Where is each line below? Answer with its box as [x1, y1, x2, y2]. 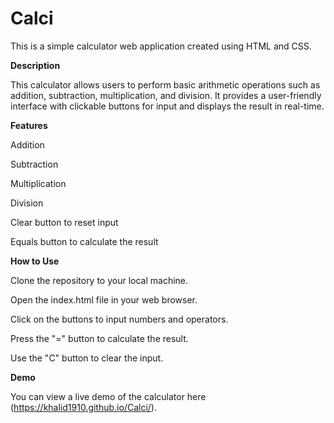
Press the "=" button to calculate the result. [10, 332, 189, 344]
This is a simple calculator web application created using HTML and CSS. [10, 40, 312, 52]
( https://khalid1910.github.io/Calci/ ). [10, 401, 157, 413]
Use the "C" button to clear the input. [10, 352, 164, 364]
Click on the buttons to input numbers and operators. [10, 313, 229, 325]
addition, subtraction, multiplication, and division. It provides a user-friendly [10, 89, 322, 101]
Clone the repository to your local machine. [10, 274, 189, 286]
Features [10, 119, 48, 131]
